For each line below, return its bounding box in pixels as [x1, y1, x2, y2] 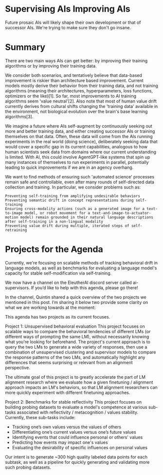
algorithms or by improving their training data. [5, 63, 97, 69]
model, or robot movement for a [24, 211, 91, 215]
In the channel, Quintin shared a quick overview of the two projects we [5, 294, 147, 300]
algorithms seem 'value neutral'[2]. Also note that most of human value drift [5, 98, 157, 104]
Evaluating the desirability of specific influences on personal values [12, 444, 147, 450]
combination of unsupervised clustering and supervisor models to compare [5, 349, 156, 355]
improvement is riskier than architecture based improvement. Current [5, 77, 144, 83]
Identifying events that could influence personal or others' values [12, 434, 143, 440]
